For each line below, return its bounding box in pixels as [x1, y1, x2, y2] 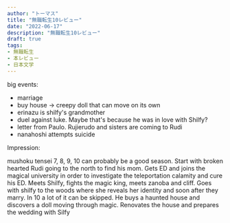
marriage [16, 94, 43, 102]
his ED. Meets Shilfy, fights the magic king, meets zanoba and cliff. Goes [7, 178, 212, 187]
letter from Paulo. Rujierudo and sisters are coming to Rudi [16, 123, 183, 131]
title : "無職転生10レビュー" [7, 17, 82, 23]
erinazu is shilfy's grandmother [16, 108, 106, 116]
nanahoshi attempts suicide [16, 130, 95, 138]
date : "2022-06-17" [7, 23, 63, 30]
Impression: [7, 143, 41, 151]
